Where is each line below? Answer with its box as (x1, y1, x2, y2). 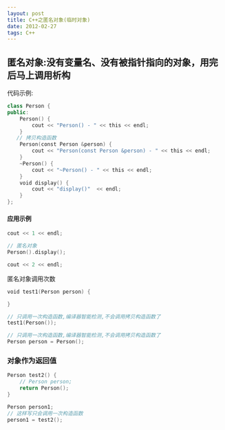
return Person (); (19, 385, 69, 392)
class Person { (7, 103, 51, 110)
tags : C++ (7, 29, 36, 36)
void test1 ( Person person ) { (7, 288, 91, 295)
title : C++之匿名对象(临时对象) (7, 17, 91, 23)
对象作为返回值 (7, 356, 57, 365)
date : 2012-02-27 (7, 23, 57, 30)
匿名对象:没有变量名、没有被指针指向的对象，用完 (7, 56, 219, 68)
